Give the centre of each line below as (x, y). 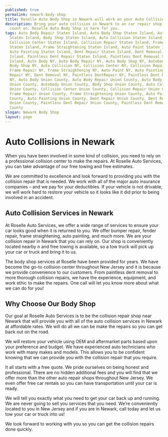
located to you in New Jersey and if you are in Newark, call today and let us (83, 409)
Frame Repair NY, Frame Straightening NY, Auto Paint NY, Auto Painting (87, 71)
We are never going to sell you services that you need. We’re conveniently (81, 403)
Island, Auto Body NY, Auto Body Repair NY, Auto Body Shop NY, (78, 61)
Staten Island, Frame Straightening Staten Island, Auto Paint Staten (85, 47)
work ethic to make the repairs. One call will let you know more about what (82, 283)
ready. (12, 388)
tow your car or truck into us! (35, 414)
